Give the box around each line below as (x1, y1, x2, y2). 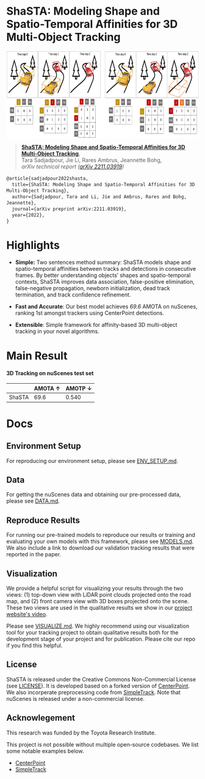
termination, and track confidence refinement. (15, 291, 131, 298)
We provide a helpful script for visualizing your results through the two (6, 584, 184, 592)
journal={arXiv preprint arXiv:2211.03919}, (12, 206, 127, 212)
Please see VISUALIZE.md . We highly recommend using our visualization (6, 622, 190, 630)
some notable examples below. (6, 747, 84, 755)
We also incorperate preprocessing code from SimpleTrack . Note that (6, 688, 181, 696)
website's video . (6, 610, 48, 617)
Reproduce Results (6, 515, 81, 525)
